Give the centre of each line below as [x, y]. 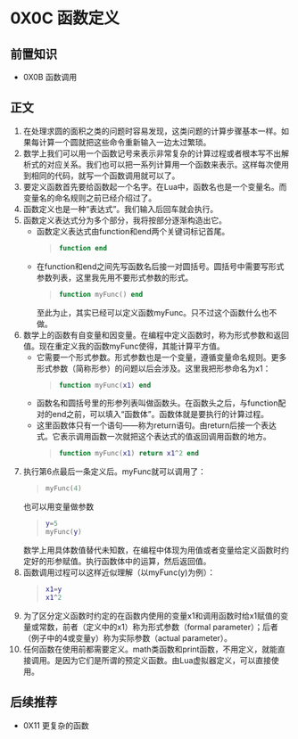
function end [83, 248]
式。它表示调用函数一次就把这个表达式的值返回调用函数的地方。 [153, 437]
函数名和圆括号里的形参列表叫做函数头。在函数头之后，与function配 [161, 403]
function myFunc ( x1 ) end [105, 385]
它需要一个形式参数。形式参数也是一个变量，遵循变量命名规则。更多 [161, 357]
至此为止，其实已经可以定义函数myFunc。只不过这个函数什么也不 [157, 312]
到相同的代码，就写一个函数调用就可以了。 [101, 176]
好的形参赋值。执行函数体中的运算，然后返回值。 [121, 561]
